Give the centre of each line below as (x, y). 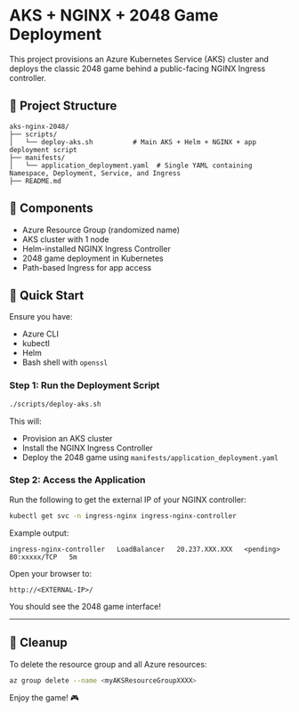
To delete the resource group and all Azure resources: (108, 664)
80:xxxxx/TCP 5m (43, 557)
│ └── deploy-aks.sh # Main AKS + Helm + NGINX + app (133, 142)
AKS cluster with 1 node (65, 239)
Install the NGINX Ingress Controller (87, 448)
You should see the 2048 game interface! (85, 606)
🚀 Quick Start (47, 295)
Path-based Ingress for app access (87, 267)
